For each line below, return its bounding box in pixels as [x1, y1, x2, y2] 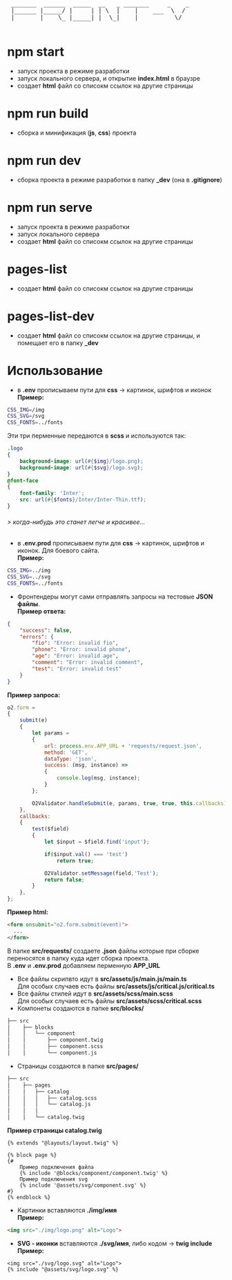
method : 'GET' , [43, 749, 88, 756]
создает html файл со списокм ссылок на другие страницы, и [17, 331, 200, 340]
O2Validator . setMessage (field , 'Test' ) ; [43, 870, 159, 877]
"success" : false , [19, 627, 72, 634]
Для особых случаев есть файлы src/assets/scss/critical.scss [17, 996, 202, 1005]
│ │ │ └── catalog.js [7, 1101, 91, 1108]
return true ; [56, 857, 95, 864]
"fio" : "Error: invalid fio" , [32, 639, 119, 647]
